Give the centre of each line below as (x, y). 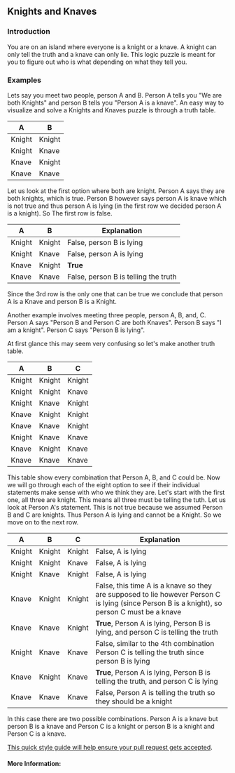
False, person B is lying (105, 242)
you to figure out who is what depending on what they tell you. (97, 62)
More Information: (34, 763)
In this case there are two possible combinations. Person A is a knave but (113, 718)
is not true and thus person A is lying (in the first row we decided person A (114, 206)
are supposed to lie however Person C (158, 594)
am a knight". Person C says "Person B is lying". (76, 330)
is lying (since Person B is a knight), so (159, 603)
